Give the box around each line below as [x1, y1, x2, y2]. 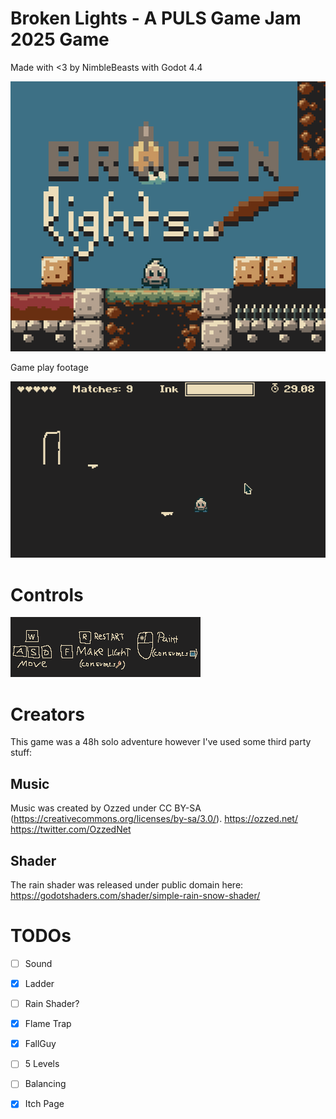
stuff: [10, 747, 33, 759]
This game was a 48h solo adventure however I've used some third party [10, 736, 312, 748]
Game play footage [10, 361, 89, 373]
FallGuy [24, 1038, 57, 1050]
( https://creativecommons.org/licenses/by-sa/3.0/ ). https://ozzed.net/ [10, 813, 298, 825]
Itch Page [24, 1098, 65, 1110]
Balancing [24, 1078, 67, 1090]
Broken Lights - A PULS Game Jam [10, 7, 302, 30]
